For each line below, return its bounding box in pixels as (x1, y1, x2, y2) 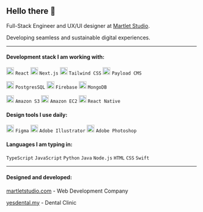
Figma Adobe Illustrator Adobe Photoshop (14, 128, 137, 134)
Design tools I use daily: (6, 111, 68, 118)
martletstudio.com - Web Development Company (6, 187, 129, 194)
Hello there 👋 (6, 6, 56, 16)
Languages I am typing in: (6, 141, 72, 148)
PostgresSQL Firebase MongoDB (14, 84, 107, 91)
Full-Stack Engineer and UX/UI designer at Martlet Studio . (6, 22, 150, 29)
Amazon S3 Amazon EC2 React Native (14, 98, 121, 105)
